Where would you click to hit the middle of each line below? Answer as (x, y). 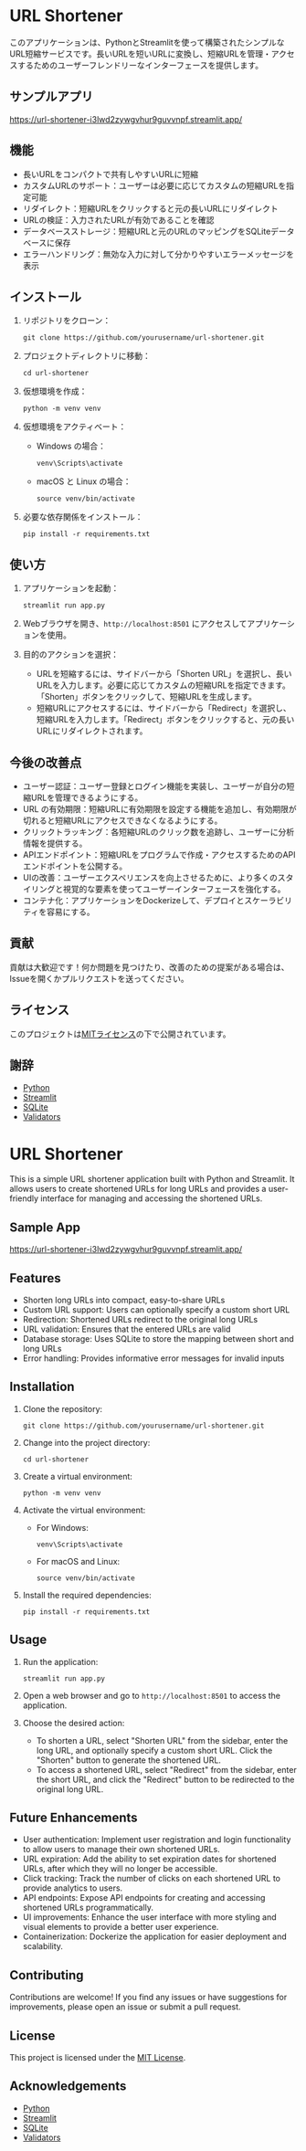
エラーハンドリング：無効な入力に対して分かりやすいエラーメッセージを (158, 254)
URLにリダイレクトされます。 (92, 731)
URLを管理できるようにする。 (87, 797)
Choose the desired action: (74, 1723)
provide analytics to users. (73, 1888)
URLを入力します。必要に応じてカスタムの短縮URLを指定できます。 (163, 685)
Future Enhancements (74, 1818)
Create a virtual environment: (77, 1476)
